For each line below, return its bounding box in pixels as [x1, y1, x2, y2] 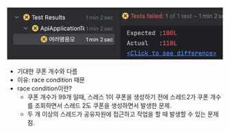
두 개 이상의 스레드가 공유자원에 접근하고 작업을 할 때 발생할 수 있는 [27, 110, 207, 119]
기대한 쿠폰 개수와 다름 [16, 67, 78, 75]
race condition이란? [16, 84, 73, 93]
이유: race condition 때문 [16, 76, 86, 84]
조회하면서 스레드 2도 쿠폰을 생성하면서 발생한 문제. [34, 101, 172, 110]
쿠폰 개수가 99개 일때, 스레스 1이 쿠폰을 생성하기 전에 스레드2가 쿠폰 [27, 93, 209, 101]
